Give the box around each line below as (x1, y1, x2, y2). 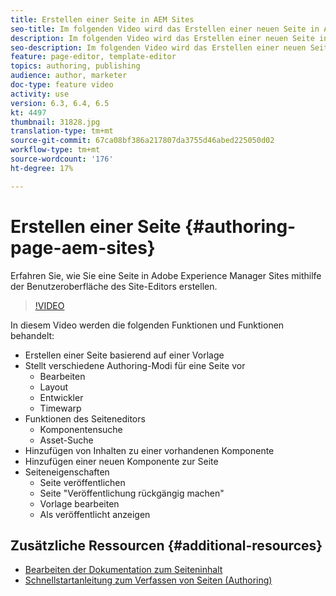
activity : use (10, 89, 70, 99)
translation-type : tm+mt (10, 126, 114, 136)
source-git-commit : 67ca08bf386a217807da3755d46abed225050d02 (10, 136, 275, 146)
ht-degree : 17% (10, 163, 74, 173)
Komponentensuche (39, 423, 123, 435)
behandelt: (10, 329, 55, 341)
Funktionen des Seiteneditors (24, 412, 146, 425)
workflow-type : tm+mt (10, 145, 101, 155)
